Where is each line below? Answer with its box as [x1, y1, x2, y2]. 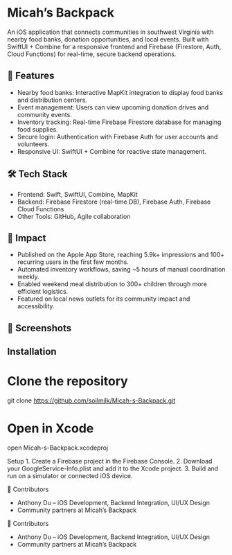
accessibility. [17, 302, 55, 310]
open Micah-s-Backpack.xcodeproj [7, 443, 109, 452]
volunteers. [17, 140, 50, 148]
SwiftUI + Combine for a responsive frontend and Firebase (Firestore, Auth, [7, 42, 222, 51]
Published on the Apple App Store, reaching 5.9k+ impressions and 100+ [17, 251, 225, 259]
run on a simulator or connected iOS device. [7, 472, 133, 480]
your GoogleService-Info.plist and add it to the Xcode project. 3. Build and [7, 464, 219, 473]
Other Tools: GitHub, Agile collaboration [17, 212, 131, 220]
